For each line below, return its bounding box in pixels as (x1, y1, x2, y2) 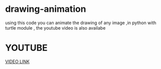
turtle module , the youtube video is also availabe (5, 25, 106, 31)
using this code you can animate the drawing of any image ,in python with (5, 20, 157, 26)
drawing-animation (5, 3, 86, 15)
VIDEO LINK (5, 58, 30, 65)
